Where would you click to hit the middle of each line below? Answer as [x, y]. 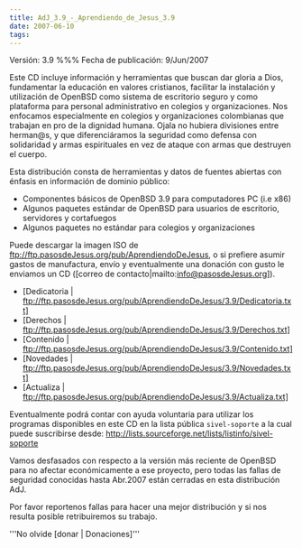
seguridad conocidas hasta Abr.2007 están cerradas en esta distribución [145, 480]
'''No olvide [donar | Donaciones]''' [75, 534]
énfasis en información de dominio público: [90, 181]
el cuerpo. [28, 154]
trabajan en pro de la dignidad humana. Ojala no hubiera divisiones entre [144, 125]
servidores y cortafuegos [69, 218]
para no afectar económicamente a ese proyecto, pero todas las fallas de [145, 470]
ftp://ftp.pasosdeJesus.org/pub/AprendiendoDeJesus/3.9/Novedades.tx [156, 368]
